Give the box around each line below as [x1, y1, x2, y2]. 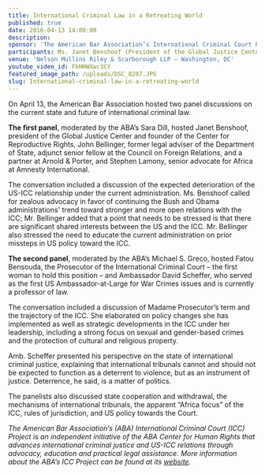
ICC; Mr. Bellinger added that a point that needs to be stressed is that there [8, 213, 252, 223]
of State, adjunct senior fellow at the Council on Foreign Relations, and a [8, 147, 243, 157]
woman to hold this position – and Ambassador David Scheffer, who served [8, 270, 252, 280]
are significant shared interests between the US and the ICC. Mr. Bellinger [8, 221, 248, 231]
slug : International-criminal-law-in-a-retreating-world [8, 77, 200, 85]
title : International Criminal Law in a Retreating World [8, 11, 203, 20]
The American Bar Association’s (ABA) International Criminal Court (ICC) [8, 423, 245, 433]
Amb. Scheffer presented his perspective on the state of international [8, 351, 233, 361]
